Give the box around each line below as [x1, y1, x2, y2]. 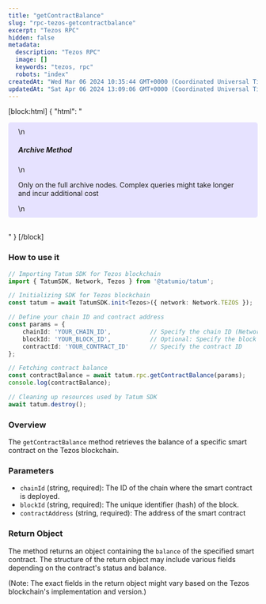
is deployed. [19, 492, 60, 501]
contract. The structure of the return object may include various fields [8, 554, 236, 564]
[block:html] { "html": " [8, 107, 82, 116]
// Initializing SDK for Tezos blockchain [8, 292, 150, 300]
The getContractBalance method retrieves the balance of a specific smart [8, 437, 248, 447]
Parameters [8, 465, 54, 476]
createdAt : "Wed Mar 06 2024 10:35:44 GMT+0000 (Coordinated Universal [8, 77, 249, 85]
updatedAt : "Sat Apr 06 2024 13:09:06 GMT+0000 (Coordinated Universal [8, 85, 249, 93]
